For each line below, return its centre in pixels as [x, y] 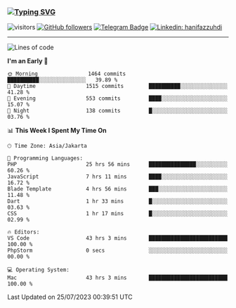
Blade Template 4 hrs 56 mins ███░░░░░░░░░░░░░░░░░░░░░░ [118, 189]
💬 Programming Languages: [45, 158]
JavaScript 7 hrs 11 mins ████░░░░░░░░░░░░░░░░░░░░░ [118, 177]
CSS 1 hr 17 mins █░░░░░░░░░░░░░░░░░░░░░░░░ [118, 214]
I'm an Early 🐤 [28, 61]
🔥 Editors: [24, 232]
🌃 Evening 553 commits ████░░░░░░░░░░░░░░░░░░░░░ [118, 98]
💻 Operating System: [39, 270]
